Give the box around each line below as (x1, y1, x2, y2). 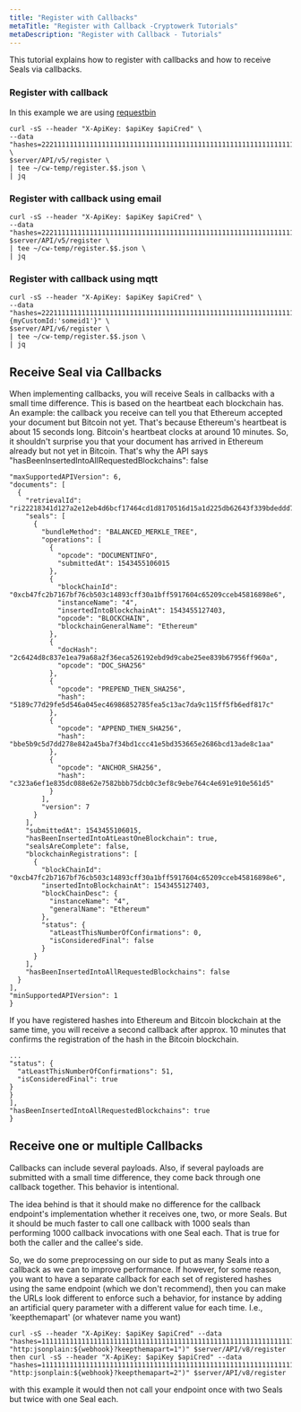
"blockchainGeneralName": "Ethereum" (56, 622, 199, 631)
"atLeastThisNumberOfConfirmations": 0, (48, 929, 202, 938)
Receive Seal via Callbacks (9, 365, 163, 380)
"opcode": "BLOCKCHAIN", (56, 614, 150, 623)
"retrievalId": (25, 496, 82, 506)
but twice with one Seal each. (9, 1393, 119, 1404)
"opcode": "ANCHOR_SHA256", (56, 763, 163, 772)
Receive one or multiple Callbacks (9, 1138, 203, 1154)
